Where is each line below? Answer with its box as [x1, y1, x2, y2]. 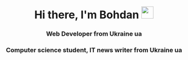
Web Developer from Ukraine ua [45, 30, 143, 38]
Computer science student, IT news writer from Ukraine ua [5, 46, 183, 55]
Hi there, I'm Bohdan [34, 8, 139, 22]
